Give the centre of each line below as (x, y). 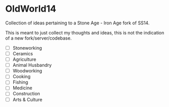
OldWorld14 (31, 9)
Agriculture (24, 59)
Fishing (20, 82)
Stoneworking (27, 48)
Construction (26, 94)
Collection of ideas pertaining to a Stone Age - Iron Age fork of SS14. (77, 23)
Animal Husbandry (32, 65)
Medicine (22, 88)
